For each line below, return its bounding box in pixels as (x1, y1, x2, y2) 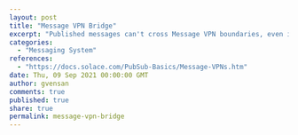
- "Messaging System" (17, 46, 98, 55)
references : (9, 54, 53, 63)
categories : (9, 37, 53, 47)
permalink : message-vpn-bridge (9, 112, 125, 121)
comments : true (9, 87, 66, 96)
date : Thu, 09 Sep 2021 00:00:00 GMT (9, 71, 149, 80)
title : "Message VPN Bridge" (9, 21, 117, 30)
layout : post (9, 12, 58, 22)
